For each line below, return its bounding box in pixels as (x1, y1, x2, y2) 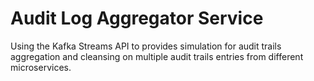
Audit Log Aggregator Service (10, 7, 264, 30)
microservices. (10, 61, 72, 73)
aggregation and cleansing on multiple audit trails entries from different (10, 50, 304, 62)
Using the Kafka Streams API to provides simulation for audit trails (10, 40, 282, 52)
